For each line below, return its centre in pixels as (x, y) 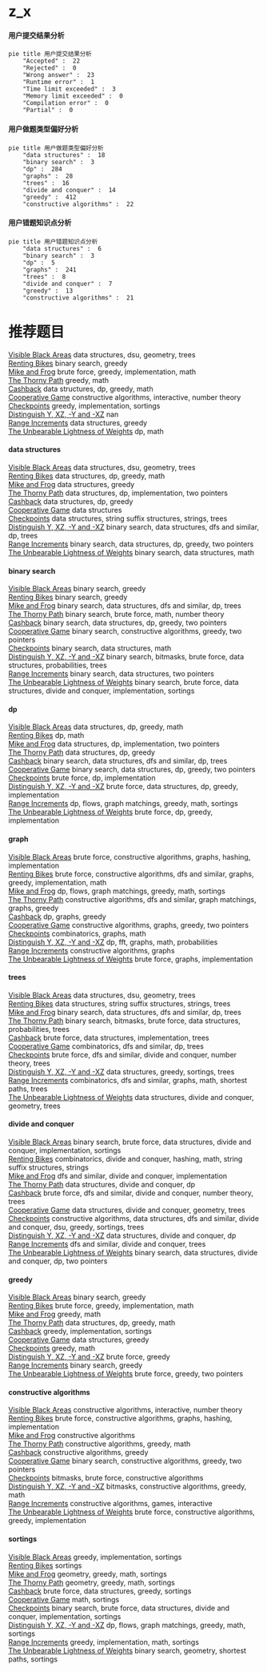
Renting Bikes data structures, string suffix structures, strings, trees (120, 1003)
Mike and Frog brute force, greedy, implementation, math (102, 372)
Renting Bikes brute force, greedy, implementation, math (101, 1306)
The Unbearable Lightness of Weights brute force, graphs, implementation (131, 959)
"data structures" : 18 (64, 155)
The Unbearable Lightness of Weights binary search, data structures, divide (133, 1252)
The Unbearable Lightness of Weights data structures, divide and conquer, (131, 1097)
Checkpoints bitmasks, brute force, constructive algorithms (106, 1478)
